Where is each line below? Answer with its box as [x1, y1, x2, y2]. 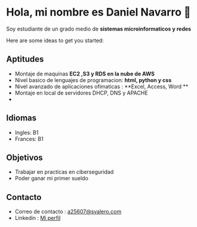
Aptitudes [6, 54, 44, 65]
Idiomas [6, 113, 37, 123]
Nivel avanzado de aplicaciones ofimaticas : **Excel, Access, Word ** [14, 83, 189, 90]
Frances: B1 [14, 135, 44, 143]
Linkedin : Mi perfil [14, 214, 61, 222]
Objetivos [6, 152, 43, 162]
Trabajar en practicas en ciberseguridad [14, 168, 114, 175]
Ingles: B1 [14, 129, 39, 136]
